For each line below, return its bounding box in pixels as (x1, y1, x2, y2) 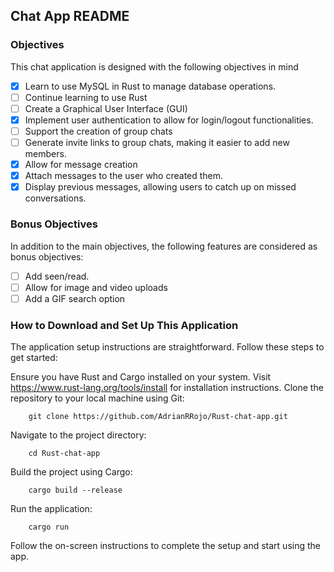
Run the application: (10, 503, 93, 515)
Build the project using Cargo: (10, 466, 133, 478)
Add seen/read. (24, 270, 90, 282)
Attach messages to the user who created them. (24, 170, 224, 182)
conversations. (24, 192, 87, 204)
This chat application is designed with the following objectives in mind (10, 60, 299, 73)
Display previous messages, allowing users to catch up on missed (24, 181, 297, 193)
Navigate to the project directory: (10, 429, 147, 441)
